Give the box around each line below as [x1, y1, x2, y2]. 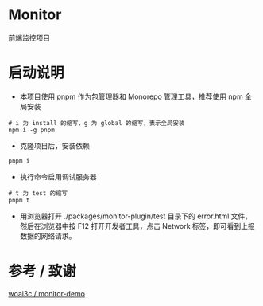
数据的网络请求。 [19, 231, 76, 241]
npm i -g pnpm [8, 126, 56, 134]
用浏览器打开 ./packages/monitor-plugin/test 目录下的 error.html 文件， [19, 211, 253, 221]
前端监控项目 [8, 33, 50, 42]
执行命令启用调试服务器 [19, 171, 97, 181]
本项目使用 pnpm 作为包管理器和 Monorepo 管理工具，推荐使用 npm [19, 92, 244, 101]
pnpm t [8, 196, 30, 204]
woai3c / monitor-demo [8, 288, 86, 298]
